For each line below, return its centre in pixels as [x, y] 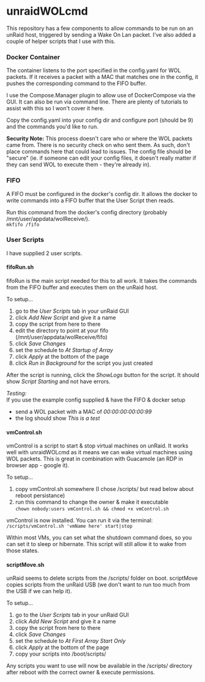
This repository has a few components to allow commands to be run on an [100, 28]
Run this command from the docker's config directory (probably [87, 212]
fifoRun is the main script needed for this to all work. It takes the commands [102, 281]
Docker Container [33, 57]
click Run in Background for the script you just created [84, 363]
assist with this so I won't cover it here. [55, 108]
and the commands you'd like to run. [53, 127]
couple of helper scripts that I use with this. [61, 41]
